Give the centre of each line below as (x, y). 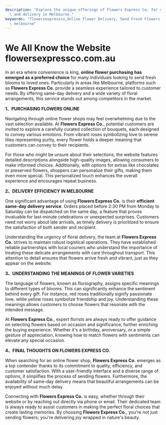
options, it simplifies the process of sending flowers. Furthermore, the (76, 376)
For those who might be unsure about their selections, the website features (82, 155)
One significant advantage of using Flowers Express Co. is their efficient (80, 201)
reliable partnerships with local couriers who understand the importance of (82, 248)
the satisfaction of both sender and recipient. (51, 227)
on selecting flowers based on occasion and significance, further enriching (82, 324)
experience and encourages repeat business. (51, 181)
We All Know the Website (58, 48)
